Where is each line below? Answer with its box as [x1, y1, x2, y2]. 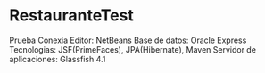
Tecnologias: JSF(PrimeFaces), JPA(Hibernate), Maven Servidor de [9, 44, 257, 54]
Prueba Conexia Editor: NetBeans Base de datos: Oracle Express [9, 35, 247, 45]
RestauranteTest [9, 5, 134, 26]
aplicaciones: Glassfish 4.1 [9, 53, 106, 64]
